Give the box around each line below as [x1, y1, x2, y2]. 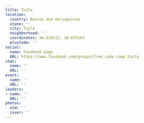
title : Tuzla [5, 7, 33, 13]
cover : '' [10, 110, 30, 115]
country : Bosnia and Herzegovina [10, 17, 80, 22]
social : [5, 45, 22, 50]
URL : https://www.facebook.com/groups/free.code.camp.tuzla [10, 54, 139, 59]
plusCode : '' [10, 40, 37, 45]
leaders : [5, 86, 24, 92]
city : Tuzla [10, 26, 35, 31]
